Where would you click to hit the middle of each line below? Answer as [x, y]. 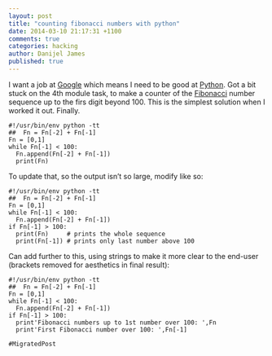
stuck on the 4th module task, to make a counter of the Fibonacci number [132, 93]
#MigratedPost [33, 344]
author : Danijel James [47, 54]
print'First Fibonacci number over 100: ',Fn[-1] [101, 330]
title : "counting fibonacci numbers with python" [94, 24]
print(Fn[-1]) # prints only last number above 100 [105, 241]
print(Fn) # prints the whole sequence [90, 234]
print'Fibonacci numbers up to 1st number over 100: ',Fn [116, 323]
